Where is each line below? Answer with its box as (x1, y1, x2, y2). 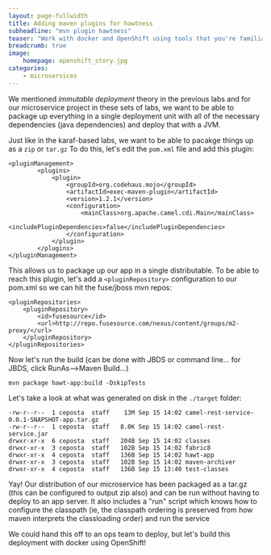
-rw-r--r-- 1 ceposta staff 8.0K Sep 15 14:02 (8, 423, 182, 431)
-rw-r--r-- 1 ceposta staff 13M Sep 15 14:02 (8, 408, 182, 416)
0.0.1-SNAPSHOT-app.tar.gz (8, 415, 99, 424)
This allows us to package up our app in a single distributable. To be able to (8, 265, 260, 275)
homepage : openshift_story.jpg (23, 57, 128, 65)
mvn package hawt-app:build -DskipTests (8, 378, 147, 387)
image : (8, 49, 31, 57)
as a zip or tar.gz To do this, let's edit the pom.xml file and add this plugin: (8, 144, 254, 153)
